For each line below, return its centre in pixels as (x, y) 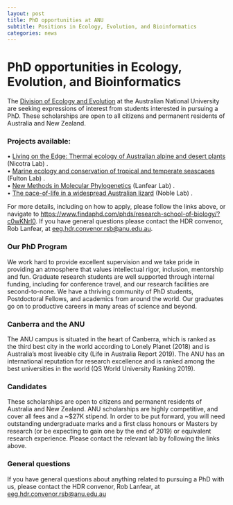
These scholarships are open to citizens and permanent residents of (105, 402)
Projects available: (39, 142)
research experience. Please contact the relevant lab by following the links (113, 438)
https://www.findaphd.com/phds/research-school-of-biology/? (130, 214)
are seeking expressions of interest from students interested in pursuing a (113, 109)
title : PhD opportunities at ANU (55, 20)
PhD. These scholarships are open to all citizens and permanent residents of (116, 116)
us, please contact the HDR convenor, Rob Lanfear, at (84, 486)
